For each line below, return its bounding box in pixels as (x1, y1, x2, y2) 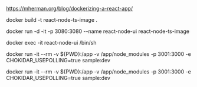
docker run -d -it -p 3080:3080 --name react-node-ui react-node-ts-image (6, 28, 190, 35)
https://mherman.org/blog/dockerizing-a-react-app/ (6, 5, 133, 12)
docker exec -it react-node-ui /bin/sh (6, 39, 97, 46)
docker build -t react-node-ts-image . (6, 16, 98, 23)
